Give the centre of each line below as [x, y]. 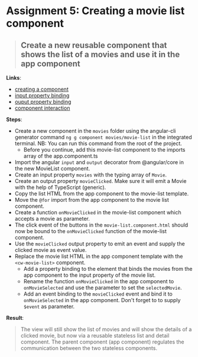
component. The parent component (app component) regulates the [102, 342]
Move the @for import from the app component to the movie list [92, 200]
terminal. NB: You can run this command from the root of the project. [98, 143]
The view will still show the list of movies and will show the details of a [106, 329]
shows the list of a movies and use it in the [100, 54]
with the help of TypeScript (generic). [60, 187]
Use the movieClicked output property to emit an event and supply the [100, 244]
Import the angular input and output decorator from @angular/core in [99, 162]
